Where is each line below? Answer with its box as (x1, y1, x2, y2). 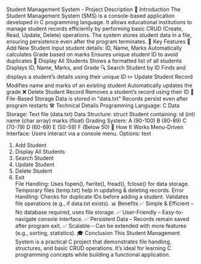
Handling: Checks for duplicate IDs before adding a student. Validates (14, 193, 189, 200)
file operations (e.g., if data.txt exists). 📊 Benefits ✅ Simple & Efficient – (14, 200, 194, 207)
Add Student (14, 142, 46, 148)
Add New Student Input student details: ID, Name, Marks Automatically (6, 44, 182, 51)
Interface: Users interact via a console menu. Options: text (6, 130, 152, 137)
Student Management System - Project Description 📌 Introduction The (6, 6, 181, 13)
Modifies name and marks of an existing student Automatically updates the (6, 82, 193, 89)
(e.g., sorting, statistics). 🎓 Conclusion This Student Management (14, 229, 180, 236)
